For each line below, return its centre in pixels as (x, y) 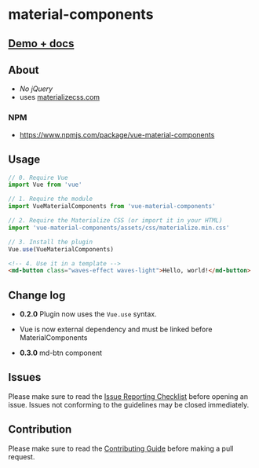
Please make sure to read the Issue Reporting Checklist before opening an (128, 396)
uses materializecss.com (60, 97)
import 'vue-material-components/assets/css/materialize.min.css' (119, 228)
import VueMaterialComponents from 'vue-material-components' (112, 207)
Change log (37, 295)
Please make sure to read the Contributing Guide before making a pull (121, 448)
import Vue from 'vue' (45, 185)
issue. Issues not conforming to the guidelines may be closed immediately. (129, 404)
